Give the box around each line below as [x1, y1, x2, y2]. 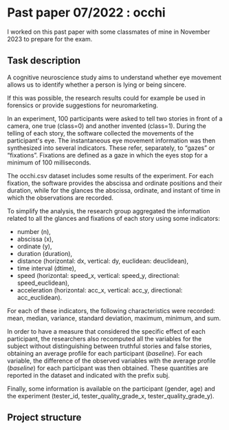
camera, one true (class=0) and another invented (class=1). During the [7, 122, 206, 130]
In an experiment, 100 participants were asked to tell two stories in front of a [7, 114, 223, 122]
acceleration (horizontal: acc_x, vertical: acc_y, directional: [17, 286, 183, 294]
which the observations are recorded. [7, 193, 113, 202]
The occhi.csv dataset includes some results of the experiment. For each [7, 171, 214, 180]
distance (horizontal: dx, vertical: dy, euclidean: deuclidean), [17, 257, 189, 265]
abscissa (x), [17, 235, 54, 243]
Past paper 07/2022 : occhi [7, 5, 166, 21]
